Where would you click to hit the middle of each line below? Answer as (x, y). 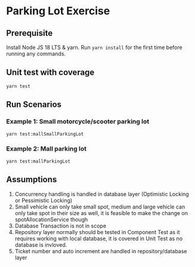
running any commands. (36, 54)
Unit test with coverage (50, 73)
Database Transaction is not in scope (60, 226)
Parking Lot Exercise (58, 11)
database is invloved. (41, 245)
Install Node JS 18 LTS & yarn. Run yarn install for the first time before (95, 47)
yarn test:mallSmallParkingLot (45, 134)
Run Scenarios (34, 105)
